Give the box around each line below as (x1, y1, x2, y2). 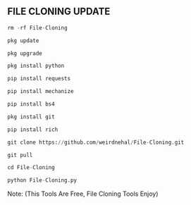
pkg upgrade (7, 49, 42, 57)
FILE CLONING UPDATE (7, 6, 111, 18)
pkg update (7, 37, 39, 44)
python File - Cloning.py (7, 177, 78, 184)
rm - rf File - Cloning (7, 24, 68, 31)
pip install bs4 (7, 101, 55, 108)
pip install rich (7, 126, 58, 133)
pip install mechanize (7, 88, 74, 95)
